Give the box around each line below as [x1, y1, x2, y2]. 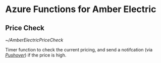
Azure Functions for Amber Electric [5, 4, 156, 15]
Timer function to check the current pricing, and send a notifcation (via [5, 47, 153, 52]
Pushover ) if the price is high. [5, 52, 67, 58]
